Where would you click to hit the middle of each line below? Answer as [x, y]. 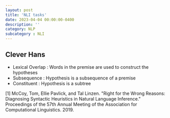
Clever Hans [25, 55]
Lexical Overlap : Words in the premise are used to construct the [81, 67]
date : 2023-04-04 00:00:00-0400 [40, 19]
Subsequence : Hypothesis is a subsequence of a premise [74, 78]
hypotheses [25, 72]
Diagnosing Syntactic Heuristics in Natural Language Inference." [73, 99]
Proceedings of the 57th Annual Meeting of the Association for [71, 104]
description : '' [23, 24]
